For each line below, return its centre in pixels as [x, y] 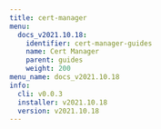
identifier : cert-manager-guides [89, 43]
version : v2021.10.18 [59, 111]
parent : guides [55, 60]
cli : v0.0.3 [40, 94]
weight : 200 [48, 69]
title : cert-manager [49, 18]
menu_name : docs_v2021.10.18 [65, 77]
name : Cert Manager [63, 52]
